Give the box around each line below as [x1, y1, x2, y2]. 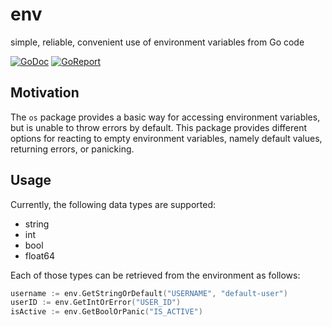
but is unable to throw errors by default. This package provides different [10, 121, 308, 133]
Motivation [10, 84, 80, 102]
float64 [24, 249, 56, 262]
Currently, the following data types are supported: [10, 198, 216, 210]
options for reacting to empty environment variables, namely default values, [10, 132, 323, 144]
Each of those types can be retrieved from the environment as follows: [10, 269, 301, 281]
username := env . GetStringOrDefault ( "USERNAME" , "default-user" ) [10, 288, 288, 298]
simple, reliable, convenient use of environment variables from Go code [10, 36, 305, 48]
